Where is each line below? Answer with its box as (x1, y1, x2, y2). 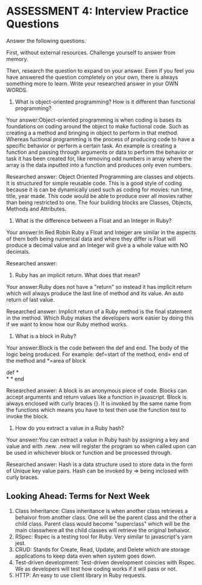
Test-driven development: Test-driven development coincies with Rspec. (14, 558, 196, 566)
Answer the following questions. (6, 37, 86, 44)
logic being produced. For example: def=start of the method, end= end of (6, 350, 189, 358)
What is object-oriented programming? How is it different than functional (14, 98, 196, 105)
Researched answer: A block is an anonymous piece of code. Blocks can (6, 386, 187, 394)
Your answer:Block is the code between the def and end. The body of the (6, 344, 189, 351)
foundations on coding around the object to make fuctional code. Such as (6, 122, 189, 130)
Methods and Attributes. (6, 205, 66, 213)
